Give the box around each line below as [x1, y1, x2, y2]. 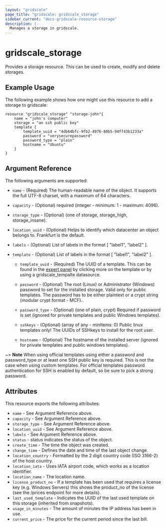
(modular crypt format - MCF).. [19, 297, 84, 303]
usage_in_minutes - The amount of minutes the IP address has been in [12, 505, 157, 511]
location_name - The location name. [12, 474, 86, 480]
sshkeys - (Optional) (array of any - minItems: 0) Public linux [19, 322, 143, 328]
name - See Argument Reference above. [12, 410, 93, 416]
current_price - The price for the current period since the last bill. [12, 516, 148, 522]
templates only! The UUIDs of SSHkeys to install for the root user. [19, 327, 154, 333]
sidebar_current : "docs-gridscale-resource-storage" [5, 16, 117, 21]
